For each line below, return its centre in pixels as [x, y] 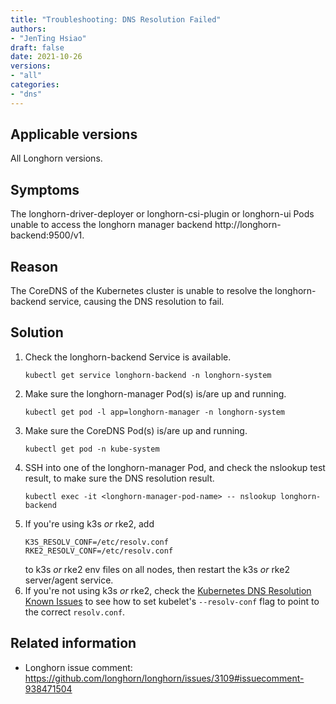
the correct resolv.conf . [75, 612]
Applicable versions [74, 134]
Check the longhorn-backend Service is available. [128, 357]
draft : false [37, 47]
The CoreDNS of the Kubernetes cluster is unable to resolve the [141, 291]
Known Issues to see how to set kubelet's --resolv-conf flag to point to [172, 601]
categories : [35, 85]
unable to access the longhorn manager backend [111, 225]
